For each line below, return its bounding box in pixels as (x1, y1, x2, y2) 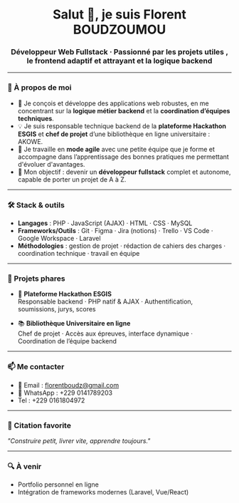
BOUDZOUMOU (73, 21, 166, 38)
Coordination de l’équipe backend (17, 337, 117, 346)
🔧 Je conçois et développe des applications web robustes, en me (17, 99, 209, 108)
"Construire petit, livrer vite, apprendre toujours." (7, 436, 151, 445)
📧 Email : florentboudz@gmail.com (17, 380, 119, 389)
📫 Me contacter (7, 362, 65, 372)
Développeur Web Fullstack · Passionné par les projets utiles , (10, 47, 229, 57)
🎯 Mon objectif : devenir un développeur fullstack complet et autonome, (17, 167, 231, 176)
